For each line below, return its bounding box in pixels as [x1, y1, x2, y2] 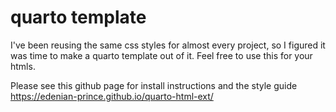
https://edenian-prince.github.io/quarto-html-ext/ [10, 90, 214, 102]
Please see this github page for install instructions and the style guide [10, 79, 298, 91]
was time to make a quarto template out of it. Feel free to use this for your [10, 49, 313, 61]
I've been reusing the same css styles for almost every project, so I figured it [10, 39, 326, 51]
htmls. [10, 60, 36, 72]
